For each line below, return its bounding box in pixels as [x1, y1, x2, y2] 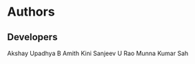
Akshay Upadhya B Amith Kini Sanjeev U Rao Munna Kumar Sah [7, 49, 189, 57]
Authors [7, 4, 55, 20]
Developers [7, 31, 58, 43]
